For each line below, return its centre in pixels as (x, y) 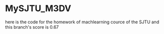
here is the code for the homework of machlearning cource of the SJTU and (82, 22)
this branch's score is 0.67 (32, 27)
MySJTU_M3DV (38, 8)
